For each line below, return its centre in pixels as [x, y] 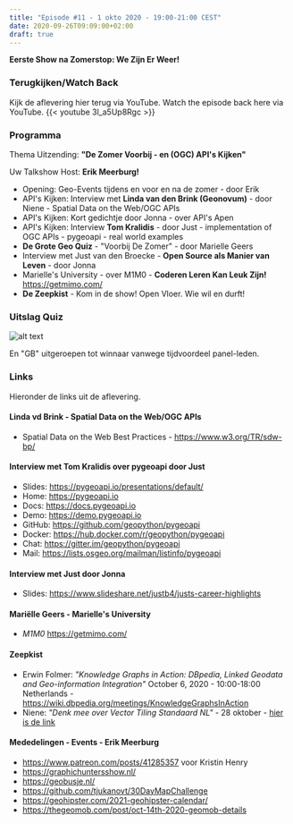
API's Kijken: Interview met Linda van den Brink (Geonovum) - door [147, 199]
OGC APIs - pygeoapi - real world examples [103, 236]
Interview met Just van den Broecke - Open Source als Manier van [146, 255]
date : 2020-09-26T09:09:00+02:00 [71, 26]
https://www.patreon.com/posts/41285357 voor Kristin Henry [135, 762]
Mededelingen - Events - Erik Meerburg [84, 743]
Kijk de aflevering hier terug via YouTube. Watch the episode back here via [146, 102]
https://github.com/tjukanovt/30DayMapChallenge [115, 790]
